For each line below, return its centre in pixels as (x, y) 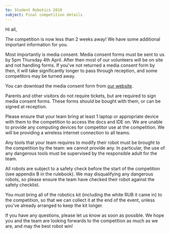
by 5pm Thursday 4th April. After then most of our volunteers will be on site (84, 60)
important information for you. (37, 44)
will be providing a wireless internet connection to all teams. (68, 132)
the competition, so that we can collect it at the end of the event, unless (80, 200)
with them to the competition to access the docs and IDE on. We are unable (84, 122)
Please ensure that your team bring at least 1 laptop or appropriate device (82, 116)
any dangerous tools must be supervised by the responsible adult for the (81, 153)
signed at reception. (26, 106)
